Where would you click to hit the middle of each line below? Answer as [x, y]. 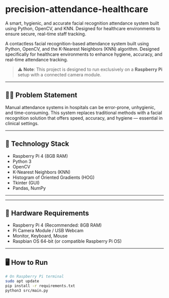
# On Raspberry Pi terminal [35, 277]
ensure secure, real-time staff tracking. [46, 34]
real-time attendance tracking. [37, 59]
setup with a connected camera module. [59, 74]
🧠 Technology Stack [37, 144]
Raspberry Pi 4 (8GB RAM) [40, 156]
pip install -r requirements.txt [40, 286]
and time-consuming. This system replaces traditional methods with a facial [84, 113]
